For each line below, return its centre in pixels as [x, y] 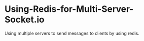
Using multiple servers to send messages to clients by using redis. [72, 33]
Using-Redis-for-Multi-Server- [69, 9]
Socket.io [25, 20]
